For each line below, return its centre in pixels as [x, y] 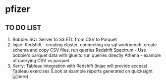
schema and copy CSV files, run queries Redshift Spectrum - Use [79, 50]
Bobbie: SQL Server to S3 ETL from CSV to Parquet [65, 39]
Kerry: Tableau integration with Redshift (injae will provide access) [80, 66]
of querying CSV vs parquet [41, 60]
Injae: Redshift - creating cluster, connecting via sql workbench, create [84, 45]
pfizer [18, 9]
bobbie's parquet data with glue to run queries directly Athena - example [86, 55]
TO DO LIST [23, 28]
